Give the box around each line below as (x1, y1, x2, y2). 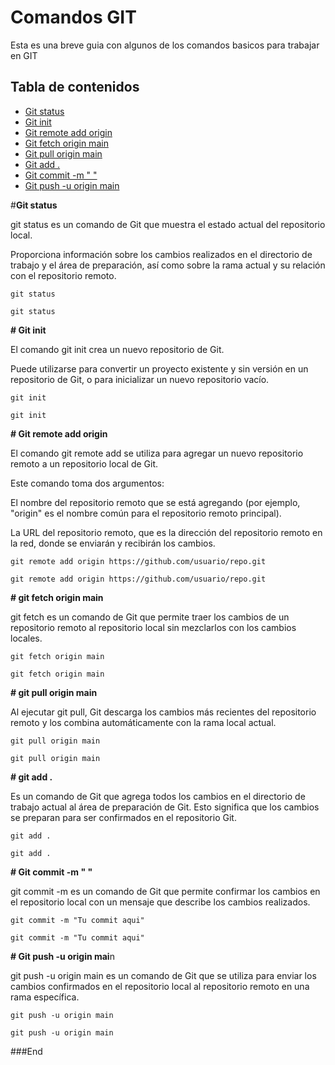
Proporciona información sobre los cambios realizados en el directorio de (10, 248, 313, 260)
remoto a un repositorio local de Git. (10, 457, 159, 470)
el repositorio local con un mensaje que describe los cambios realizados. (10, 896, 311, 908)
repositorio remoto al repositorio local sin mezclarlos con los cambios (10, 621, 297, 633)
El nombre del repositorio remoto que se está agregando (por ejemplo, (10, 496, 301, 508)
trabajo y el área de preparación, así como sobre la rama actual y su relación (10, 259, 326, 271)
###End (10, 1045, 43, 1057)
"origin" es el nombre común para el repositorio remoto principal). (10, 507, 282, 519)
